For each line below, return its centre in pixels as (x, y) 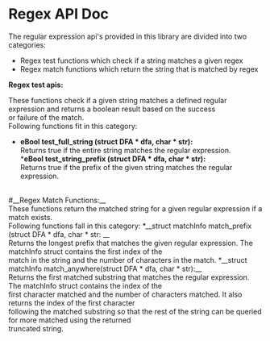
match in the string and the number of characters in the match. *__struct (128, 260)
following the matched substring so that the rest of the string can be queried (135, 311)
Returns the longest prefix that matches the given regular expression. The (131, 243)
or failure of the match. (46, 117)
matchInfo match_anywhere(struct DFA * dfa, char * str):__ (105, 268)
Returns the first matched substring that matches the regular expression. (129, 277)
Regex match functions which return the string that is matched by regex (139, 69)
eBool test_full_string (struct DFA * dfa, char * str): (106, 141)
